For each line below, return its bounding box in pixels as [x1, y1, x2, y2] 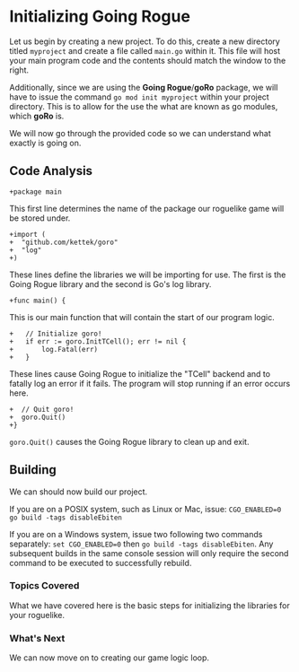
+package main [9, 187, 63, 196]
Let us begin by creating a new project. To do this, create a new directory [9, 36, 280, 47]
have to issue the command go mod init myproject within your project [9, 92, 269, 102]
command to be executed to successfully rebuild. [9, 557, 192, 568]
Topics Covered [9, 580, 80, 592]
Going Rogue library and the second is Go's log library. [9, 278, 212, 289]
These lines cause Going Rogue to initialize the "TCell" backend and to [9, 368, 271, 379]
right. [9, 65, 30, 75]
